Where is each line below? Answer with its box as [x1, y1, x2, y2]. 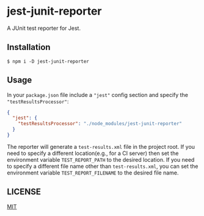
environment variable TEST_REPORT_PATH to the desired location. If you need [7, 156, 195, 163]
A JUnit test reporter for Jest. [7, 24, 81, 32]
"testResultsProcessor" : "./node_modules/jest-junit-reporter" [18, 121, 183, 127]
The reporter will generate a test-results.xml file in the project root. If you [7, 143, 195, 150]
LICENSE [7, 187, 42, 197]
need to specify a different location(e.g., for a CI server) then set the [7, 149, 179, 157]
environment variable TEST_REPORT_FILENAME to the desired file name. [7, 169, 179, 176]
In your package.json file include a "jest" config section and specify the [7, 91, 189, 98]
